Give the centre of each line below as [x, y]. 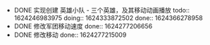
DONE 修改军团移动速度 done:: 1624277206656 [83, 26]
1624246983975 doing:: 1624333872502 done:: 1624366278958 [108, 18]
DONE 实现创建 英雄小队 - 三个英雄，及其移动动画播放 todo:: [102, 10]
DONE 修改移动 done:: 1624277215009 [70, 35]
